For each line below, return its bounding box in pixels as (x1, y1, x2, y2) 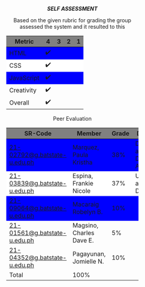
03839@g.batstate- (9, 180, 67, 187)
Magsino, (72, 222, 99, 229)
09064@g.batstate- (9, 204, 67, 212)
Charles (72, 229, 95, 237)
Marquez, (72, 143, 99, 151)
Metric (14, 37, 34, 46)
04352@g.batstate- (9, 253, 67, 262)
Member (77, 129, 102, 137)
